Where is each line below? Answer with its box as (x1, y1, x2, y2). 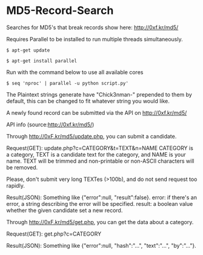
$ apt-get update (6, 47, 50, 53)
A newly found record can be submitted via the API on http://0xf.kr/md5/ (6, 109, 187, 116)
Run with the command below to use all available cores (6, 68, 144, 76)
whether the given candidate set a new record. (6, 206, 123, 214)
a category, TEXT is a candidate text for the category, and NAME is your (6, 151, 186, 158)
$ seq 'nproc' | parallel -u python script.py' (6, 80, 129, 86)
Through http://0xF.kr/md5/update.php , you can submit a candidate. (6, 132, 177, 140)
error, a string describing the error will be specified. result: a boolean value (6, 200, 193, 207)
